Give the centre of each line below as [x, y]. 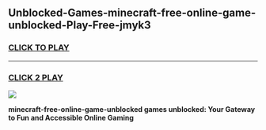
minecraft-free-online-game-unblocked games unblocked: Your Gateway [132, 109]
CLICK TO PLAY [39, 48]
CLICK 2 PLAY [36, 77]
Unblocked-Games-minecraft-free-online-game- [132, 13]
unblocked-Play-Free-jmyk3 [80, 26]
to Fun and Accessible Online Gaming [71, 117]
